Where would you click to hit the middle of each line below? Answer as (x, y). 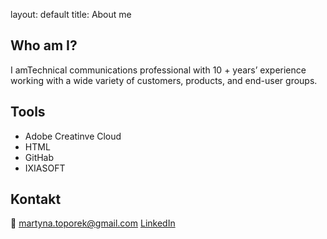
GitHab (39, 157)
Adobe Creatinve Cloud (73, 136)
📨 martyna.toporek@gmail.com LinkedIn (93, 223)
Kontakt (36, 199)
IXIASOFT (45, 168)
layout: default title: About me (71, 14)
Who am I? (44, 45)
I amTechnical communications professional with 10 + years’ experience (158, 70)
